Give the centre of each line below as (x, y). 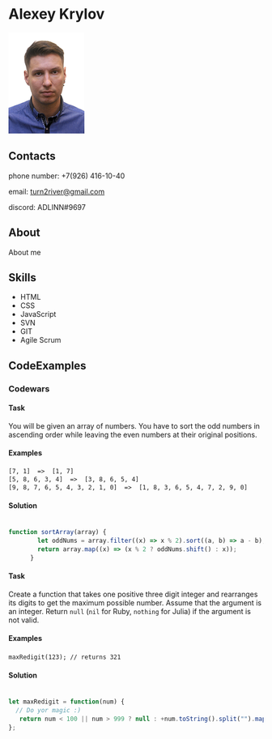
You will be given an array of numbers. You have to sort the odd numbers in (134, 425)
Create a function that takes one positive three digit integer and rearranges (133, 594)
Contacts (32, 156)
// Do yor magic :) (49, 711)
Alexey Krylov (57, 14)
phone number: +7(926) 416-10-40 (67, 176)
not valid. (24, 620)
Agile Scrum (40, 340)
